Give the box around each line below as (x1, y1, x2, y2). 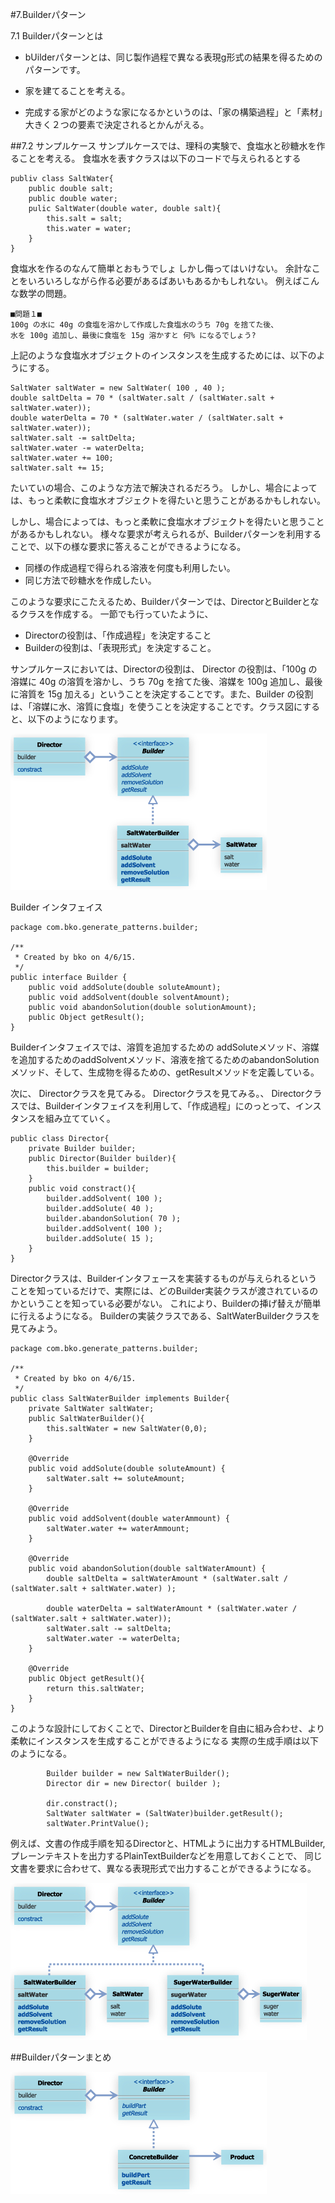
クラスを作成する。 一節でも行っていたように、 (18, 608, 214, 620)
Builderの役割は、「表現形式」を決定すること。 (24, 642, 217, 653)
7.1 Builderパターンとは (10, 30, 104, 42)
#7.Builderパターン (10, 9, 87, 20)
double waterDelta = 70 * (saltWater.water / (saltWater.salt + (10, 413, 284, 423)
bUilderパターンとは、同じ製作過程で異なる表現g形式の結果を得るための (24, 51, 323, 63)
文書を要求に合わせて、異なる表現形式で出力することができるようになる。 (10, 1863, 317, 1874)
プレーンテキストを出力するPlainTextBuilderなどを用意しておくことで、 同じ (10, 1850, 323, 1862)
